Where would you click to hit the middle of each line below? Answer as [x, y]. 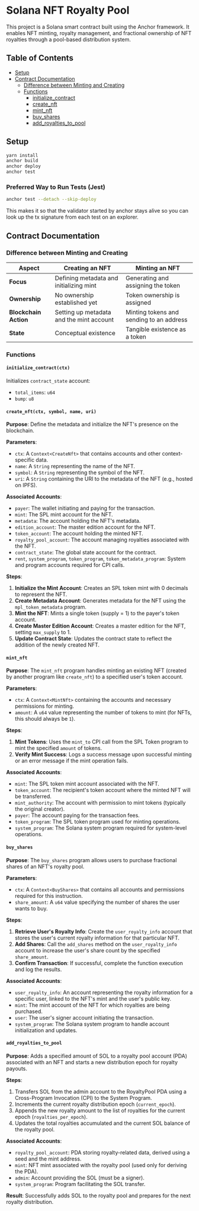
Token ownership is [153, 295]
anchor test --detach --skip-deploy [51, 200]
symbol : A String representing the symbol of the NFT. [80, 472]
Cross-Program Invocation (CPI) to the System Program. [83, 1098]
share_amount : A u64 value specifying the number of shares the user [97, 902]
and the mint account [84, 320]
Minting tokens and [152, 312]
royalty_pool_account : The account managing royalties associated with [102, 540]
